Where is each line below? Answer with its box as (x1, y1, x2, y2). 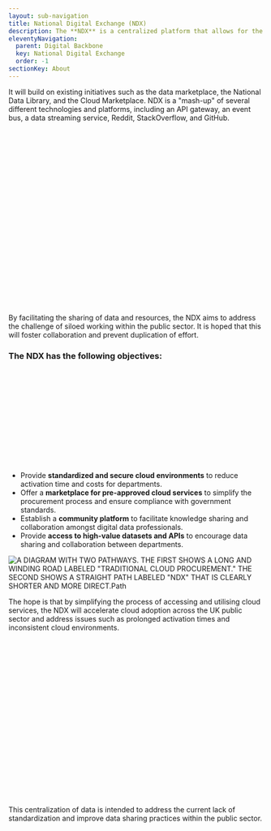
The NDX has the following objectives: (8, 350, 162, 361)
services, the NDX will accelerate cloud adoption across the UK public (8, 605, 243, 615)
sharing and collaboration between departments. (19, 539, 184, 549)
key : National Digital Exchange (15, 50, 126, 58)
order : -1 (15, 58, 49, 66)
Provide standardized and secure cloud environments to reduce (19, 470, 239, 480)
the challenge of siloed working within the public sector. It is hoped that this (8, 321, 261, 331)
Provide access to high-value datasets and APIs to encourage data (19, 531, 248, 540)
